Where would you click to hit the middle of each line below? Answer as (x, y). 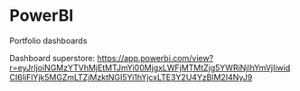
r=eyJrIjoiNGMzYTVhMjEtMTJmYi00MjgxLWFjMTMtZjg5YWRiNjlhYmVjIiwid (150, 68)
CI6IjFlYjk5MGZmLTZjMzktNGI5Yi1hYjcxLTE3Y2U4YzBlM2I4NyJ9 (131, 77)
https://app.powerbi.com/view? (155, 58)
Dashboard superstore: (52, 58)
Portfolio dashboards (48, 41)
